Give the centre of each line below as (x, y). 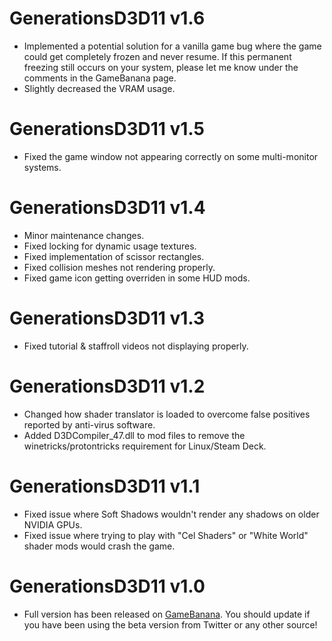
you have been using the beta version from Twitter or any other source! (170, 624)
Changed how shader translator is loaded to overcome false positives (167, 414)
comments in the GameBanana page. (100, 78)
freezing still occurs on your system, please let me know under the (161, 67)
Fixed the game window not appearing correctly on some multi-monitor (171, 156)
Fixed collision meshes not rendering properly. (119, 267)
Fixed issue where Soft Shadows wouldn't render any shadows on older (171, 514)
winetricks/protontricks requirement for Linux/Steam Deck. (145, 446)
